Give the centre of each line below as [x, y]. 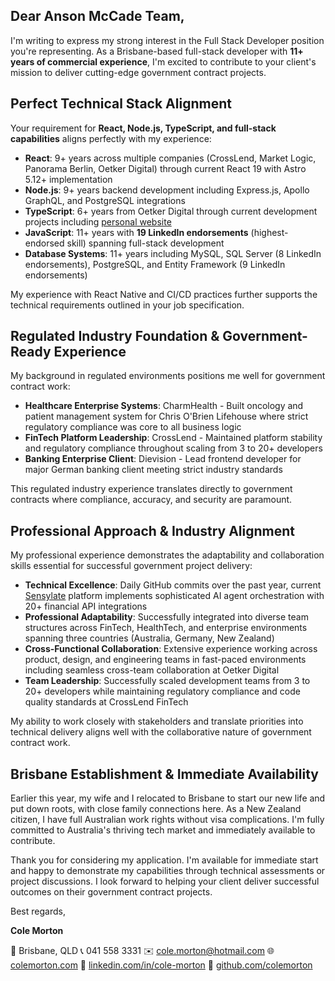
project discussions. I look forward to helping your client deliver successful [165, 881]
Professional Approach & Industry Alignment [152, 530]
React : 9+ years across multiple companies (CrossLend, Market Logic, [170, 158]
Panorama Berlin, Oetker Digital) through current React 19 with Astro [165, 168]
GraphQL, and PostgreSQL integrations [105, 200]
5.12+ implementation [68, 179]
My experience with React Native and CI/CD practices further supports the [164, 294]
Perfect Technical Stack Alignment [121, 104]
